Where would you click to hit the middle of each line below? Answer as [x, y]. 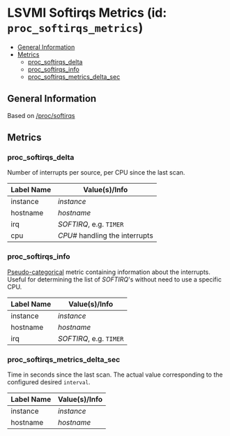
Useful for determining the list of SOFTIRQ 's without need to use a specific [114, 279]
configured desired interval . [49, 382]
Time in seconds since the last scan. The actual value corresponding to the [115, 375]
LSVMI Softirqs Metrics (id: [87, 13]
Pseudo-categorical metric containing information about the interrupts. [109, 272]
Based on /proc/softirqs [41, 115]
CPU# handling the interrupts [106, 235]
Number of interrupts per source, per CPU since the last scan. [96, 173]
